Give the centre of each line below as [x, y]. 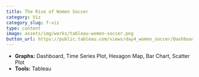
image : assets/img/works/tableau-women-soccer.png [70, 34]
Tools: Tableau [33, 68]
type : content [24, 28]
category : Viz [24, 17]
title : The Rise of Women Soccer [47, 12]
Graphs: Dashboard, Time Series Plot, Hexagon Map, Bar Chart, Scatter [102, 56]
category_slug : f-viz [33, 23]
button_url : [21, 39]
